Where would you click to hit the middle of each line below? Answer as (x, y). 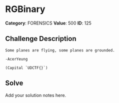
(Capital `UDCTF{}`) (27, 68)
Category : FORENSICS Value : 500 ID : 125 (48, 23)
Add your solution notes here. (36, 95)
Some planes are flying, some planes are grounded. (60, 50)
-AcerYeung (16, 59)
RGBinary (25, 9)
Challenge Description (41, 39)
